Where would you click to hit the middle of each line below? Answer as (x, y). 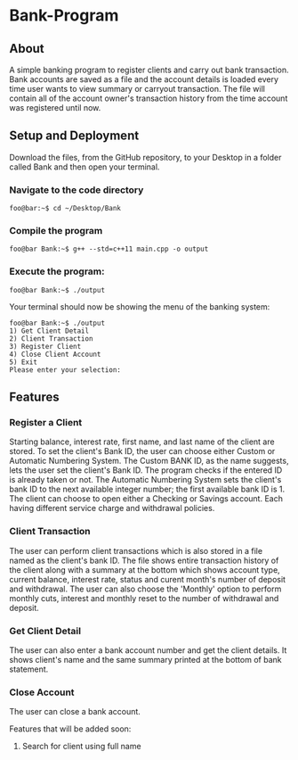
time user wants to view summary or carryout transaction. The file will (137, 89)
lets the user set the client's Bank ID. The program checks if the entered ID (146, 470)
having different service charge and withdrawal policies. (112, 508)
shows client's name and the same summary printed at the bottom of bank (145, 659)
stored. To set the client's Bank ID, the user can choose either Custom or (142, 451)
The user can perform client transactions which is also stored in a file (136, 550)
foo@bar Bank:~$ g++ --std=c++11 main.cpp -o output (109, 249)
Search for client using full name (81, 747)
